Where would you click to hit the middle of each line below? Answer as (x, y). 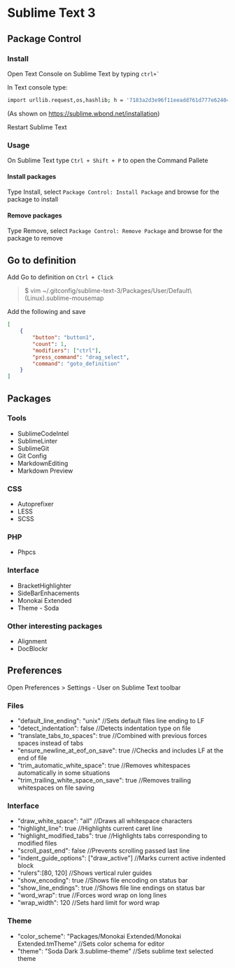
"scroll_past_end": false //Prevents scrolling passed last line (104, 850)
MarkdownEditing (43, 463)
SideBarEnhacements (48, 593)
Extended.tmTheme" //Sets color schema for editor (91, 944)
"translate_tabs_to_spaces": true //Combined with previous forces (112, 736)
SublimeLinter (37, 441)
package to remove (35, 239)
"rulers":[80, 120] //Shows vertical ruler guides (85, 873)
